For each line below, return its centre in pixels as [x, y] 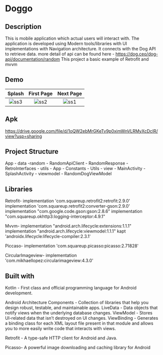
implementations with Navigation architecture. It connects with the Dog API [81, 49]
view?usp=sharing [24, 136]
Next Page [70, 94]
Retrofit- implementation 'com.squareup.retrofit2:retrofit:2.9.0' [68, 201]
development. [19, 293]
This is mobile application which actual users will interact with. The [72, 38]
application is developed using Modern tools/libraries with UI [66, 44]
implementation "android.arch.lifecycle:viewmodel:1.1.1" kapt [65, 231]
